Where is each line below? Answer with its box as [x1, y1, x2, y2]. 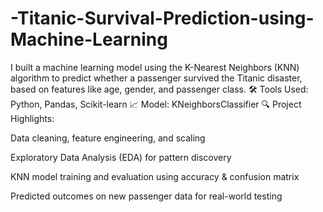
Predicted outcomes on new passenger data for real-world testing [10, 190, 283, 202]
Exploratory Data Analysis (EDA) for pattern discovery [10, 151, 232, 163]
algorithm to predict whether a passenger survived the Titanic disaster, [10, 72, 303, 84]
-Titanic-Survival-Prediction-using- [10, 7, 315, 30]
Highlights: [10, 112, 55, 124]
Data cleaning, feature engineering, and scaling [10, 132, 206, 144]
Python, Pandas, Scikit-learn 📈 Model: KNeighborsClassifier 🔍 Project [10, 98, 302, 110]
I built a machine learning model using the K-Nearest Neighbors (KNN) [10, 61, 300, 73]
